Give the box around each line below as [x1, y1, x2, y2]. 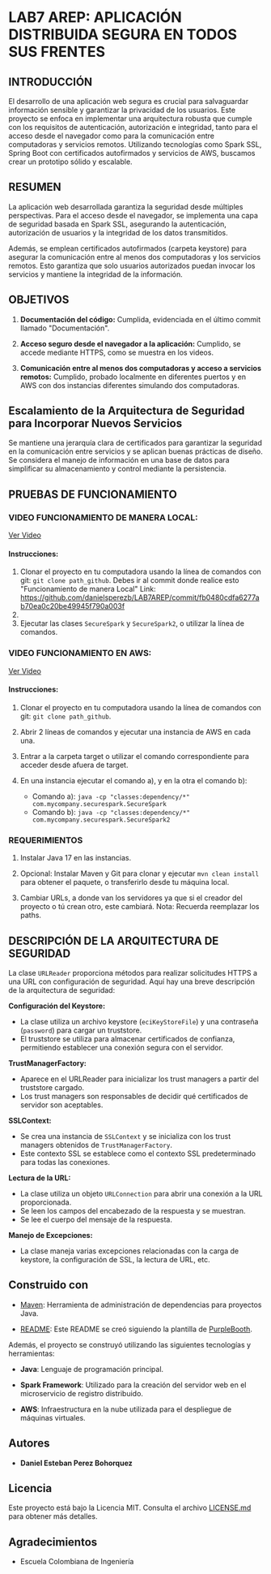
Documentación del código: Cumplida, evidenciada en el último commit [19, 314, 261, 324]
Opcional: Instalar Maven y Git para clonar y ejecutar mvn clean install [19, 869, 260, 878]
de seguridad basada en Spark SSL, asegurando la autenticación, [8, 219, 227, 229]
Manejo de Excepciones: [8, 1230, 93, 1240]
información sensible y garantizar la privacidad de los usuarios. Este [8, 106, 236, 114]
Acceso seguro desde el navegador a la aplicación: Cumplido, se [19, 339, 241, 348]
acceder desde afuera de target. [19, 760, 129, 770]
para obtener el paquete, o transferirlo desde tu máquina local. [19, 878, 230, 887]
